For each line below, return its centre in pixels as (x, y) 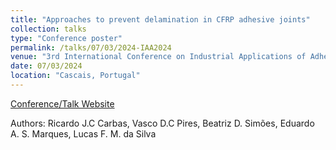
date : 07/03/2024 (46, 66)
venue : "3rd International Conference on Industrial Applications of (158, 57)
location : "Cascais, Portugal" (75, 76)
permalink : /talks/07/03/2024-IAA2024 (91, 47)
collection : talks (48, 29)
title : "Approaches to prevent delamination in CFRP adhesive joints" (160, 19)
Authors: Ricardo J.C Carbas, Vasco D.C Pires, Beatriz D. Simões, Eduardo (162, 123)
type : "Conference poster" (66, 38)
